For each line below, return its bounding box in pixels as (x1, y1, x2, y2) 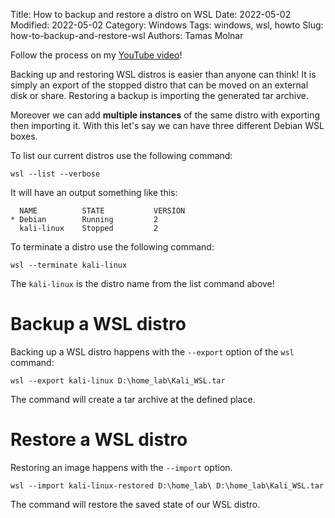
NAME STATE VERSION (19, 206, 186, 216)
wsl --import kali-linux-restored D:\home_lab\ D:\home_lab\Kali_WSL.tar (10, 480, 325, 491)
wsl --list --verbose (10, 169, 101, 179)
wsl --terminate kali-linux (10, 260, 128, 270)
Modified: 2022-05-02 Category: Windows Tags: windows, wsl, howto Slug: (10, 19, 324, 31)
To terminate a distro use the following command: (10, 241, 215, 253)
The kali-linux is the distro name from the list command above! (10, 278, 275, 289)
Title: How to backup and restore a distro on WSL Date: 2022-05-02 (10, 9, 292, 20)
